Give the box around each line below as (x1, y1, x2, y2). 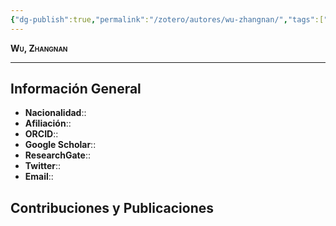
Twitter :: (24, 160, 62, 172)
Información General (10, 81, 142, 98)
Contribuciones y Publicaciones (10, 199, 215, 216)
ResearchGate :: (24, 149, 91, 161)
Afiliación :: (24, 117, 72, 130)
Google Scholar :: (24, 139, 97, 151)
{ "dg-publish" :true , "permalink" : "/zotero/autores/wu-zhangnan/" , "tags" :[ (10, 14, 325, 25)
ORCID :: (24, 128, 59, 140)
